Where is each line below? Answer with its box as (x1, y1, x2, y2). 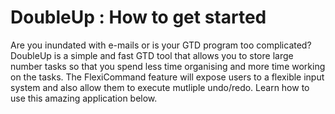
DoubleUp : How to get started (10, 6, 267, 29)
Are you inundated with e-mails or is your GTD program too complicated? (10, 39, 312, 51)
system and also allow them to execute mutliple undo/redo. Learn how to (10, 81, 310, 93)
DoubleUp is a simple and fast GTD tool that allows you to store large (10, 49, 294, 61)
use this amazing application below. (10, 92, 158, 104)
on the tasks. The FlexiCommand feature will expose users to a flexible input (10, 71, 325, 83)
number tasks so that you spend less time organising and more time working (10, 60, 326, 72)
